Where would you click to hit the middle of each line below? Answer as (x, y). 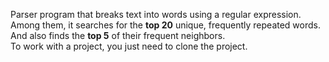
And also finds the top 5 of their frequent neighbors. (118, 35)
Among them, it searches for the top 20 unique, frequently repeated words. (166, 25)
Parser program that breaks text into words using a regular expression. (156, 14)
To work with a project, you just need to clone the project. (129, 46)
